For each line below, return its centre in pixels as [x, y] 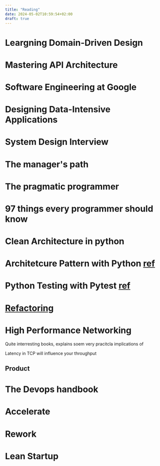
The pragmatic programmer [62, 187]
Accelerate [28, 412]
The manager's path [47, 164]
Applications [31, 120]
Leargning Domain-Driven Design [74, 43]
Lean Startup [32, 456]
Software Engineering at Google [71, 87]
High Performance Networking [68, 330]
